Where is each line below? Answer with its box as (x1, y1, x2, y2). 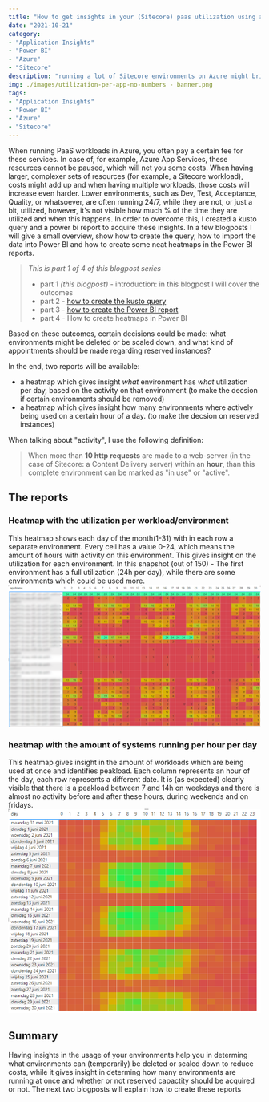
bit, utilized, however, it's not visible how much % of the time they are (8, 205, 238, 215)
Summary (8, 1029, 58, 1043)
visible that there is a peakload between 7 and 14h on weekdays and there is (8, 783, 260, 793)
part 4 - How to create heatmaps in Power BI (39, 314, 188, 322)
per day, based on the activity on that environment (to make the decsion (19, 386, 258, 395)
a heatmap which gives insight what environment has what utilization (19, 377, 248, 387)
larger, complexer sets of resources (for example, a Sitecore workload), (8, 172, 243, 180)
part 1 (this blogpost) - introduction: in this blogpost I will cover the (39, 279, 260, 289)
